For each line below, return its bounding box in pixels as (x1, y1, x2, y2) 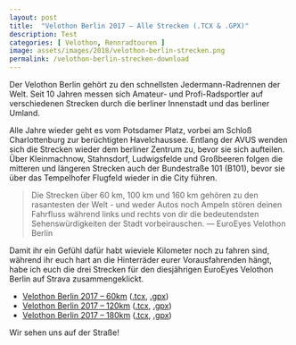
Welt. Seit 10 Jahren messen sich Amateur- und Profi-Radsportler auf (9, 88, 264, 99)
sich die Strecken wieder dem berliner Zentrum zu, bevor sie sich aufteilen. (9, 144, 285, 155)
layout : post (9, 13, 58, 22)
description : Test (9, 29, 78, 38)
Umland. (9, 108, 40, 118)
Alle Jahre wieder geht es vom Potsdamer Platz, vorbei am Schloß (9, 125, 252, 135)
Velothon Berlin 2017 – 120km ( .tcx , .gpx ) (21, 300, 172, 311)
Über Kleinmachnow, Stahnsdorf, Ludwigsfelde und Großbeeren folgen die (9, 154, 284, 164)
